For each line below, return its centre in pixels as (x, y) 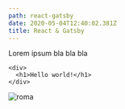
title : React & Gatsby (46, 30)
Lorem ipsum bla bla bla (48, 54)
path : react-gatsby (41, 16)
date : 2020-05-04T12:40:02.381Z (62, 23)
